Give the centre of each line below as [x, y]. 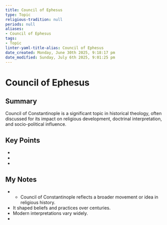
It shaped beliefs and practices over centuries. [62, 208]
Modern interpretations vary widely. [50, 213]
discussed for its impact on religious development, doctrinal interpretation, [84, 119]
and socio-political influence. [36, 124]
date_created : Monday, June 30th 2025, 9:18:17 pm [60, 52]
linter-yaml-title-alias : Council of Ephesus [54, 48]
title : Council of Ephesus [34, 10]
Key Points [23, 140]
